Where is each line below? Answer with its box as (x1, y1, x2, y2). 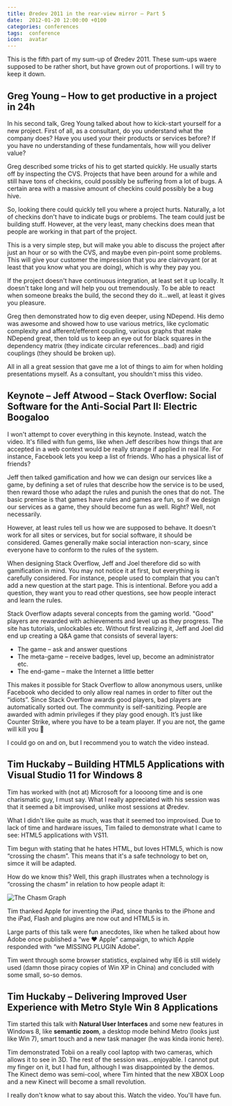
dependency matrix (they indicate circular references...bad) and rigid (7, 341, 204, 349)
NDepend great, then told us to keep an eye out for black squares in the (7, 334, 212, 342)
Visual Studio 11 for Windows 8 (7, 769, 143, 782)
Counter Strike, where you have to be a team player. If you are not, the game (7, 717, 225, 726)
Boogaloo (7, 411, 50, 424)
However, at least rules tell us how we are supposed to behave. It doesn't (7, 523, 216, 531)
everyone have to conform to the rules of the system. (7, 545, 159, 554)
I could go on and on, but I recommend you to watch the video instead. (7, 738, 209, 747)
